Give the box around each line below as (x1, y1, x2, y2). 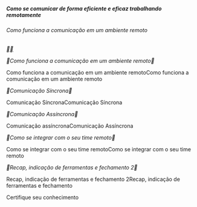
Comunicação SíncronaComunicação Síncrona (6, 99, 123, 106)
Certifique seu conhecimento (6, 194, 79, 201)
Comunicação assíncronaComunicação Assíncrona (6, 122, 134, 130)
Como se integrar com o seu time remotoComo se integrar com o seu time (6, 145, 192, 153)
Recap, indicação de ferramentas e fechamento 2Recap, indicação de (6, 176, 180, 183)
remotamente (6, 11, 41, 18)
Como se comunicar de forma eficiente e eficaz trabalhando (6, 5, 162, 12)
